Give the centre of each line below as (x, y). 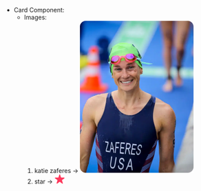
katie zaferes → (56, 171)
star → (43, 181)
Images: (35, 17)
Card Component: (39, 10)
